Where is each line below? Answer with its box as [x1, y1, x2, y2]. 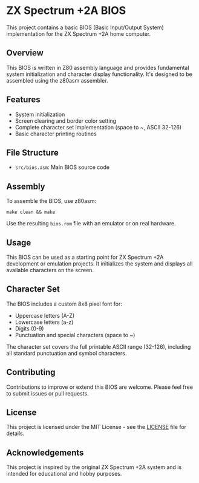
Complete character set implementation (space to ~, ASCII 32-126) [15, 123, 182, 131]
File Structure [6, 147, 59, 158]
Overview [6, 48, 44, 58]
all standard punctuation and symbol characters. [6, 349, 127, 357]
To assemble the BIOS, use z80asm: [6, 197, 97, 205]
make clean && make [6, 209, 56, 216]
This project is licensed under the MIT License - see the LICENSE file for [6, 423, 186, 431]
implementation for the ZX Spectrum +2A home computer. [6, 30, 151, 37]
